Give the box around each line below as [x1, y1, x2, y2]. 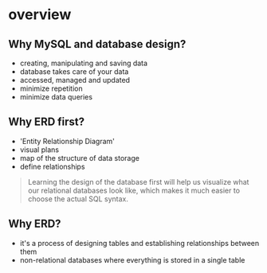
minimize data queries [19, 92, 93, 101]
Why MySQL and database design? [8, 37, 187, 51]
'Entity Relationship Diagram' [19, 136, 116, 146]
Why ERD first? [8, 115, 85, 129]
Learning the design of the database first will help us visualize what [27, 177, 249, 186]
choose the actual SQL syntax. [27, 193, 129, 204]
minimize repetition [19, 84, 83, 93]
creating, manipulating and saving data [19, 58, 148, 68]
